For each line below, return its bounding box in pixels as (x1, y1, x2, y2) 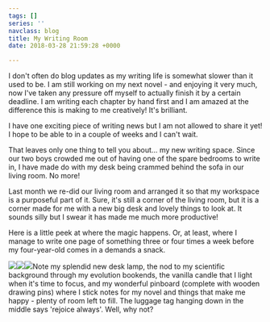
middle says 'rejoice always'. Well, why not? (8, 304, 154, 315)
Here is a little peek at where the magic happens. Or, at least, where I (8, 228, 238, 238)
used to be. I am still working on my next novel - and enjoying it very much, (8, 80, 258, 90)
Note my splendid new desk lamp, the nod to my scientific (32, 261, 226, 271)
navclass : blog (8, 27, 60, 35)
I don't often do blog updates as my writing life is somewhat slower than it (8, 71, 254, 81)
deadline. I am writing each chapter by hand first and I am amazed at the (8, 97, 249, 107)
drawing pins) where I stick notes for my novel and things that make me (8, 287, 246, 297)
